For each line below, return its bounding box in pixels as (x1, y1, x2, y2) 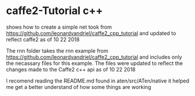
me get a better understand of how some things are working (6, 83, 151, 90)
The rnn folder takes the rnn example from (6, 47, 108, 54)
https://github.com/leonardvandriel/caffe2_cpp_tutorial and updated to (6, 29, 177, 36)
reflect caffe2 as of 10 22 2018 (6, 36, 80, 43)
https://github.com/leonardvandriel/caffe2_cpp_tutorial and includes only (6, 53, 183, 60)
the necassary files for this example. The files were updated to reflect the (6, 60, 183, 67)
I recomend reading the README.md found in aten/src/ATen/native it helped (6, 77, 189, 84)
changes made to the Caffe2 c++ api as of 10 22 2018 (6, 66, 136, 73)
